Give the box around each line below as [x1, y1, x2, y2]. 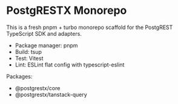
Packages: [6, 73, 33, 80]
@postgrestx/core [15, 84, 61, 91]
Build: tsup [15, 48, 42, 55]
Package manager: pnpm [15, 42, 78, 49]
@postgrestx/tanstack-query [15, 91, 88, 98]
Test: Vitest [15, 54, 44, 62]
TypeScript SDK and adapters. [6, 30, 82, 37]
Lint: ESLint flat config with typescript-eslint [15, 61, 125, 68]
